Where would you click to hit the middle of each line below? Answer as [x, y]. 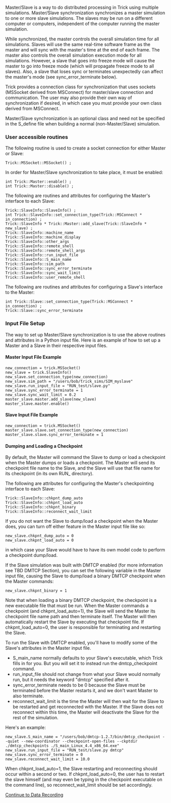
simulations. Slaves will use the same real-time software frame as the [78, 44]
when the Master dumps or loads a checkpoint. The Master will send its [80, 463]
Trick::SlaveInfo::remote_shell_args [45, 251]
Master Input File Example [33, 357]
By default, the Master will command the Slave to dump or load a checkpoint [85, 457]
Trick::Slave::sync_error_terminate [44, 311]
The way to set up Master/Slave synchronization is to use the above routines [85, 334]
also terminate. [28, 696]
